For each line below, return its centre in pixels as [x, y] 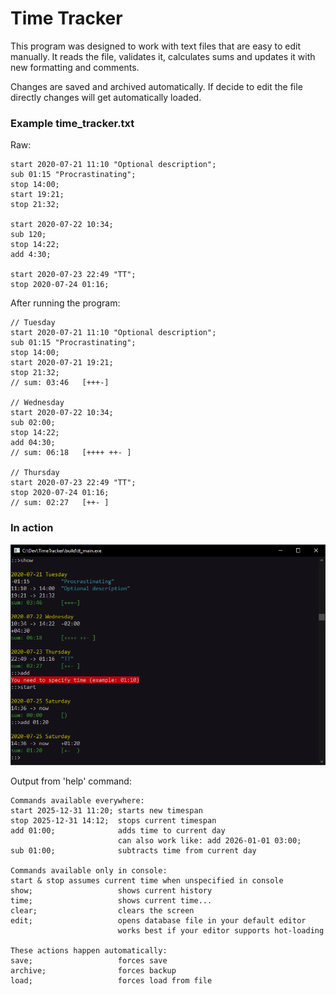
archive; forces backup [93, 971]
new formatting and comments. [75, 67]
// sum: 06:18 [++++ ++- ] [71, 453]
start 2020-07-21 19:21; [62, 363]
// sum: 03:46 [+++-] [60, 383]
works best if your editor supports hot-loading [221, 931]
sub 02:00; [33, 423]
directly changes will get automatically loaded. [106, 97]
